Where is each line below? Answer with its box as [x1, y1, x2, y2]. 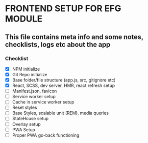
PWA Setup [12, 126, 35, 132]
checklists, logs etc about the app [5, 40, 111, 49]
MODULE [5, 13, 43, 24]
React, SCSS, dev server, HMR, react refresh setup [12, 82, 115, 88]
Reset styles [12, 104, 37, 110]
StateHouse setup [12, 116, 49, 122]
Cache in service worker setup [12, 99, 74, 105]
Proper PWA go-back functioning [12, 132, 79, 138]
